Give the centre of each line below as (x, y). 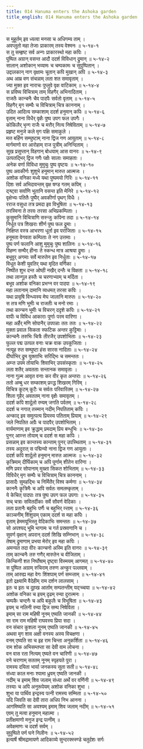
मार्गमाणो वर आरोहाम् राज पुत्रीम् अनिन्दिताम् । (47, 145)
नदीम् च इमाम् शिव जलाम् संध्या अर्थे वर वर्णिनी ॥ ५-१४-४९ (60, 680)
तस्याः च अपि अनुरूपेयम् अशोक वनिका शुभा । (48, 686)
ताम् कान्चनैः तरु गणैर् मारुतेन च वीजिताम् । (46, 554)
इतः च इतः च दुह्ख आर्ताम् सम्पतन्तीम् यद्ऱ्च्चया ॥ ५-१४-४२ (61, 587)
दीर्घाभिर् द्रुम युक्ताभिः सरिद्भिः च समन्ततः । (45, 356)
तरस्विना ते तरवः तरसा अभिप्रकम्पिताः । (42, 211)
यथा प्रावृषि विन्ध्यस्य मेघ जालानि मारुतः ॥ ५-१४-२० (54, 297)
